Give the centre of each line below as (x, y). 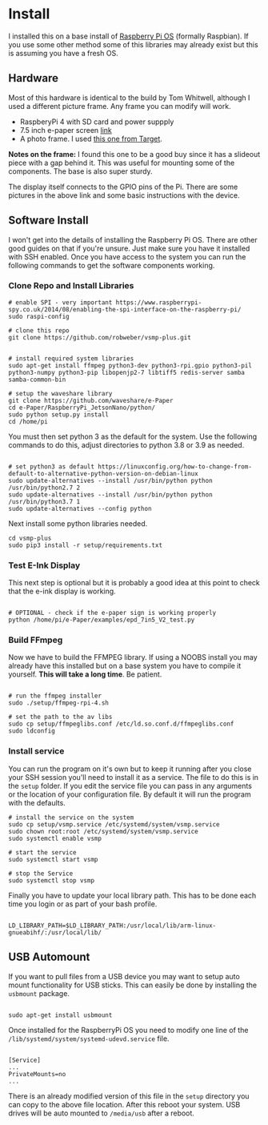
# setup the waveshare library (60, 393)
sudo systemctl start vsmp (53, 859)
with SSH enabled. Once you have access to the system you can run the (127, 256)
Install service (36, 751)
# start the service (43, 852)
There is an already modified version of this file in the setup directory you (129, 1096)
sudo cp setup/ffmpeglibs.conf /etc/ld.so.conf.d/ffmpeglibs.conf (121, 724)
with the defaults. (37, 802)
